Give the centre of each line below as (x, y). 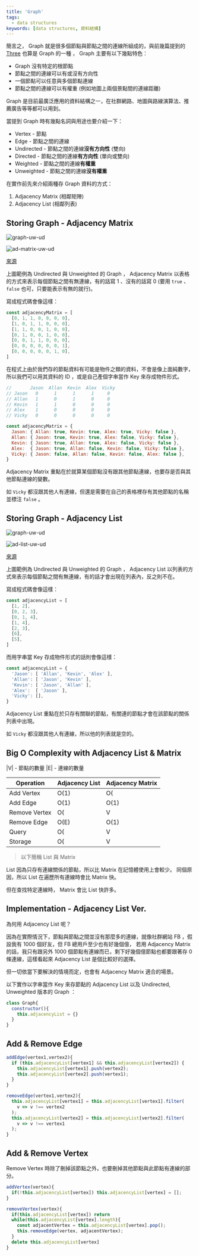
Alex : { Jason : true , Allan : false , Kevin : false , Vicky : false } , (98, 448)
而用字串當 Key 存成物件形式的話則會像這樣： (62, 657)
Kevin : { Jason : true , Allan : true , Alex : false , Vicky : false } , (95, 443)
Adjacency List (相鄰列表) (46, 204)
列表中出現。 (22, 721)
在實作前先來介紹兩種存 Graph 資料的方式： (59, 184)
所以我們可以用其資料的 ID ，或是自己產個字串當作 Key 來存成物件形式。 (94, 377)
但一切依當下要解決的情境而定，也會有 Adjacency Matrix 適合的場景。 (91, 971)
